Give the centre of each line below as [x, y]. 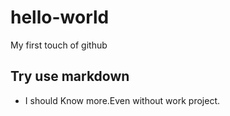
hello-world [60, 17]
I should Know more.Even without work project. [122, 100]
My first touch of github [59, 45]
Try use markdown [70, 76]
